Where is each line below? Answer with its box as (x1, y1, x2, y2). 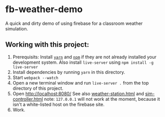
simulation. (5, 25, 28, 31)
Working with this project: (5, 41, 89, 49)
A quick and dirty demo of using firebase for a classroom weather (5, 20, 143, 26)
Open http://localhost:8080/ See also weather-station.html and (12, 90, 144, 97)
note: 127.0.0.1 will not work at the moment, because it (44, 96, 160, 102)
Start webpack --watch (12, 74, 58, 81)
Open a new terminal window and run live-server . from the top (12, 80, 149, 86)
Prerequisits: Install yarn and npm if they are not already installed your (12, 54, 156, 60)
